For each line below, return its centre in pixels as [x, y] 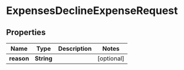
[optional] [111, 58]
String [44, 58]
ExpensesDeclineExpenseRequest [92, 11]
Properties [26, 32]
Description [75, 49]
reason [19, 58]
